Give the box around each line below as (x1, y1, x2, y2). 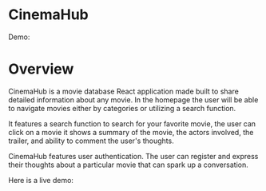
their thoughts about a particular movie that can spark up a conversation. (8, 160, 249, 169)
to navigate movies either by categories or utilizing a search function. (8, 103, 236, 113)
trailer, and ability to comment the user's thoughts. (8, 136, 174, 145)
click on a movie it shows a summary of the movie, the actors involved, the (8, 127, 254, 137)
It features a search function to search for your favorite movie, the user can (8, 118, 256, 129)
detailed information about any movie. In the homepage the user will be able (8, 94, 259, 105)
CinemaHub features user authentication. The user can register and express (8, 151, 259, 161)
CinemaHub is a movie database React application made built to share (8, 86, 240, 96)
